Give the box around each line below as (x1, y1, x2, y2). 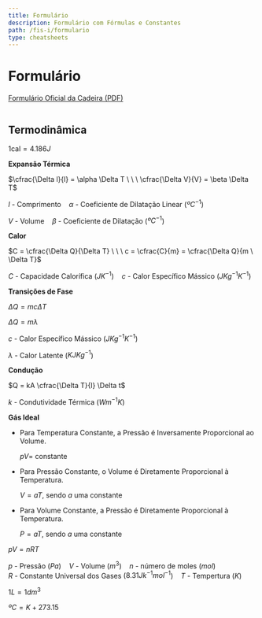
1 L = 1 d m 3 (8, 586, 41, 597)
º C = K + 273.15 (8, 602, 59, 612)
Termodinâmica (8, 123, 87, 136)
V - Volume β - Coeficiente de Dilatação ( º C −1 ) (8, 214, 165, 225)
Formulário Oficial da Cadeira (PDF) (8, 94, 124, 103)
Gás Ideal (8, 413, 39, 422)
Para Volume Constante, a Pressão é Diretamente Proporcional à (19, 505, 229, 515)
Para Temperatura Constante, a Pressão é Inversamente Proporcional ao (19, 427, 254, 437)
